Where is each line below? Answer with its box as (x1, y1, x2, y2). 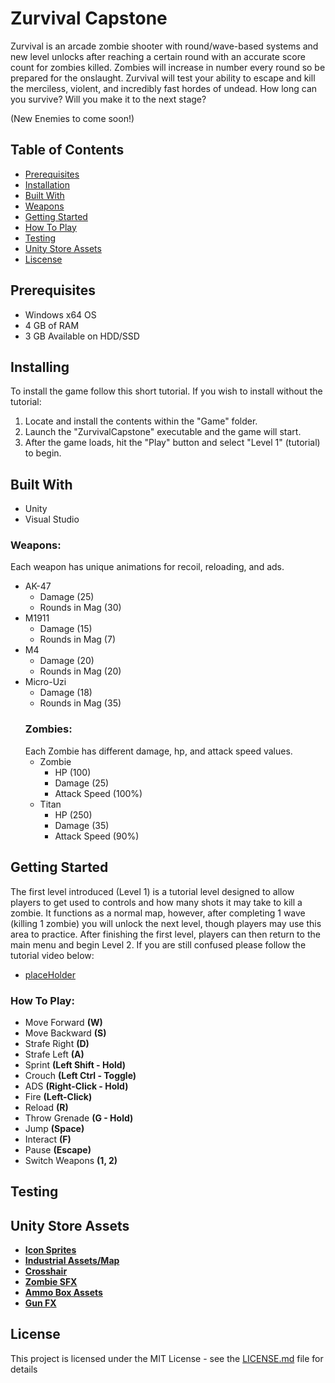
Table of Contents (10, 142, 125, 159)
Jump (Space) (24, 1122, 85, 1134)
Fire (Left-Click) (24, 1090, 93, 1102)
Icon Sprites (24, 1244, 77, 1256)
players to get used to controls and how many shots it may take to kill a (10, 896, 303, 908)
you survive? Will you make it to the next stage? (10, 93, 207, 105)
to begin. (24, 447, 62, 459)
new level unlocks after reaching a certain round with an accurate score (10, 50, 306, 62)
